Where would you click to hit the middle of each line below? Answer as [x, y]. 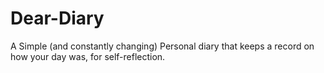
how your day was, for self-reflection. [88, 56]
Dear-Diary [57, 18]
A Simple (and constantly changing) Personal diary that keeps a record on [162, 46]
